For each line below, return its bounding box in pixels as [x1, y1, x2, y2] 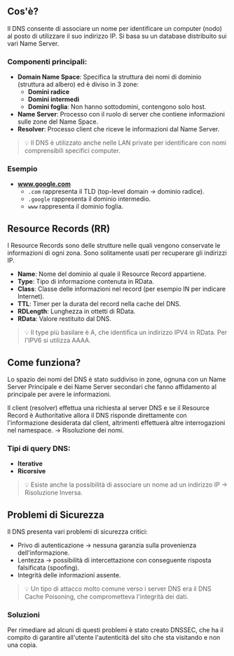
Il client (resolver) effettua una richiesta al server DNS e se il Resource [7, 404, 210, 412]
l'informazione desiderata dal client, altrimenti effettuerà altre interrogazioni [7, 419, 226, 427]
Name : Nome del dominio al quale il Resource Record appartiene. [17, 270, 207, 278]
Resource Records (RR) [7, 223, 111, 235]
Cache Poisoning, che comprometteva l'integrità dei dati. [24, 593, 189, 601]
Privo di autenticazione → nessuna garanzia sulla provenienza [17, 541, 197, 550]
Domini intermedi [27, 95, 80, 104]
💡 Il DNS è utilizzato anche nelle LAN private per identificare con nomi [24, 138, 226, 147]
